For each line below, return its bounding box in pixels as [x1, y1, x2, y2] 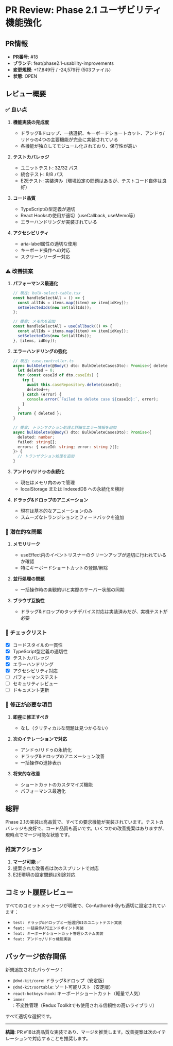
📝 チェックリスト [5, 629, 47, 636]
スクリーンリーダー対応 [20, 253, 71, 259]
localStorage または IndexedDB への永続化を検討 [20, 486, 125, 492]
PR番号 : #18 [12, 54, 39, 60]
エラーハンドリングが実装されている [20, 219, 97, 225]
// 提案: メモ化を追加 [12, 319, 56, 324]
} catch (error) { [22, 392, 62, 397]
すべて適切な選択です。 [5, 1013, 55, 1019]
